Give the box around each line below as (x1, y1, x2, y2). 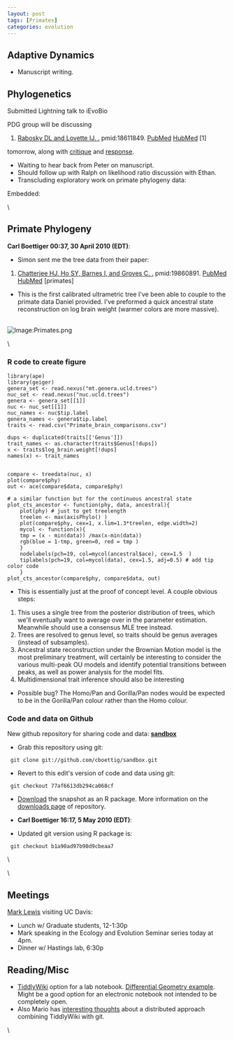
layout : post (7, 10, 45, 18)
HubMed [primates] (17, 276, 75, 284)
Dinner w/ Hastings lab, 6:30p (17, 943, 104, 952)
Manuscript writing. (17, 68, 74, 76)
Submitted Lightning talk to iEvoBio (7, 106, 108, 115)
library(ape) (7, 373, 45, 380)
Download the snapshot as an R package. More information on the (17, 795, 208, 803)
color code (7, 563, 39, 570)
